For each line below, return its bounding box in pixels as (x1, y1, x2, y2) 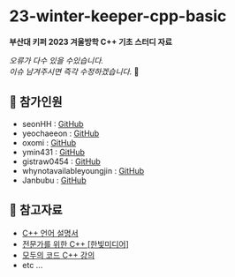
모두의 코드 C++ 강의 (21, 250, 95, 260)
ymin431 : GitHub (21, 146, 86, 157)
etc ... (21, 259, 43, 270)
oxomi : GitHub (21, 137, 77, 147)
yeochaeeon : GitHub (21, 128, 100, 138)
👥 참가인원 (9, 94, 64, 109)
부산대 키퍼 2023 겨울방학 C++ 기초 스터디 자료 (9, 36, 172, 47)
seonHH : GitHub (21, 118, 84, 129)
